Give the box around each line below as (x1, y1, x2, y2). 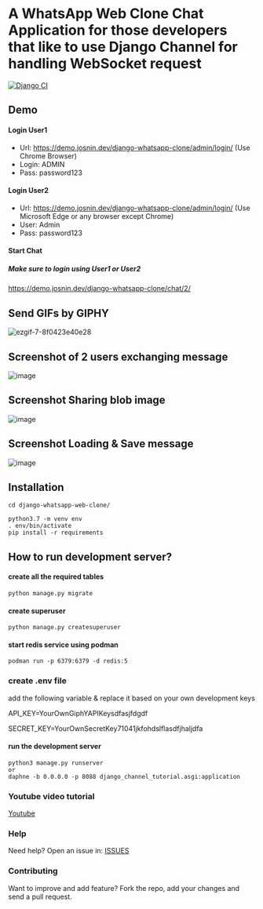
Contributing (8, 866, 58, 877)
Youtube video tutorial (8, 791, 95, 802)
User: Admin (19, 220, 60, 229)
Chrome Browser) (19, 151, 77, 161)
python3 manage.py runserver (8, 758, 104, 767)
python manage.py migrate (8, 589, 93, 597)
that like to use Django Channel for (8, 38, 238, 56)
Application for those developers (8, 21, 228, 39)
